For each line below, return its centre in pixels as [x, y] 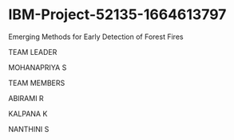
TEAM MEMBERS [37, 83]
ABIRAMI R [26, 98]
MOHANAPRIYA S [38, 67]
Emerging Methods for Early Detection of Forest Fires [96, 37]
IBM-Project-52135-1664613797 [117, 15]
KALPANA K [28, 114]
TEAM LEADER [33, 52]
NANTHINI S [29, 129]
